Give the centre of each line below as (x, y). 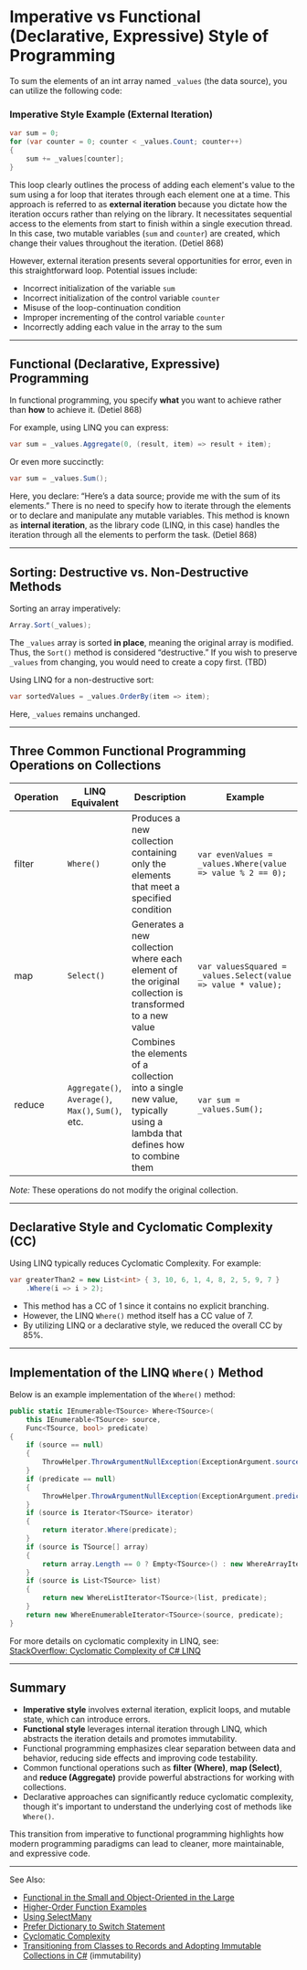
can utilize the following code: (66, 90)
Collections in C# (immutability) (82, 1955)
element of (154, 970)
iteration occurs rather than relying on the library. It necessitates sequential (151, 214)
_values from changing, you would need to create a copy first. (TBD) (138, 662)
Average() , (90, 1099)
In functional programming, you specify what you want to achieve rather (146, 400)
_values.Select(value (245, 975)
